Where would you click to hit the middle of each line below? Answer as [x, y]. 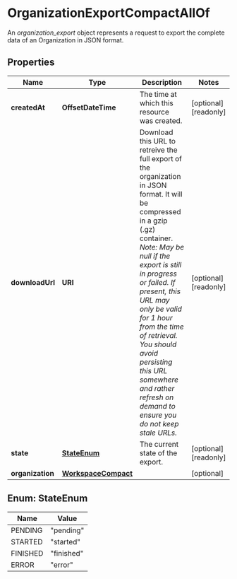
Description [162, 82]
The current [159, 444]
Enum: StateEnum [48, 499]
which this [157, 103]
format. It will [161, 194]
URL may [155, 300]
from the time [162, 327]
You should [158, 344]
